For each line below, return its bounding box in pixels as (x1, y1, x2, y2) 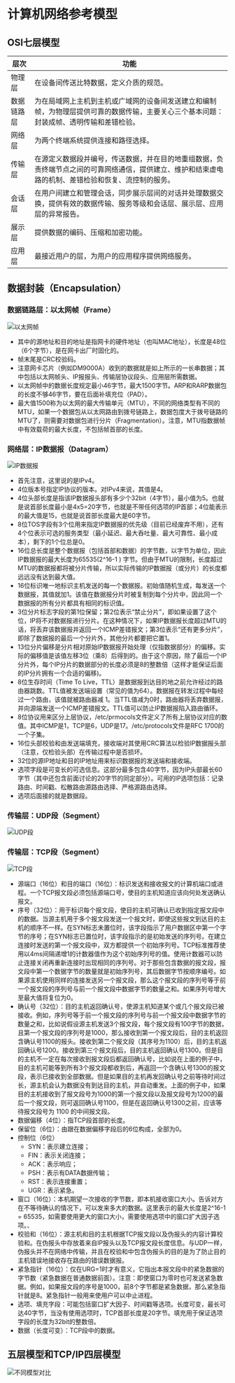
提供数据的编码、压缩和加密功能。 (34, 228, 147, 237)
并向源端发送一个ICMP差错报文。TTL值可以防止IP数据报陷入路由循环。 (17, 703, 222, 712)
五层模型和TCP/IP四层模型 (7, 1348, 121, 1360)
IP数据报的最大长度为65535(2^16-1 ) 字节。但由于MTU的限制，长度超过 (17, 555, 223, 563)
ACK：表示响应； (27, 1160, 78, 1168)
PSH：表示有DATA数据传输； (27, 1168, 112, 1177)
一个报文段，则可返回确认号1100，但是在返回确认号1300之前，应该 (23, 1098, 216, 1107)
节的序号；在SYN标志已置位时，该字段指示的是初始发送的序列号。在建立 (17, 932, 227, 940)
